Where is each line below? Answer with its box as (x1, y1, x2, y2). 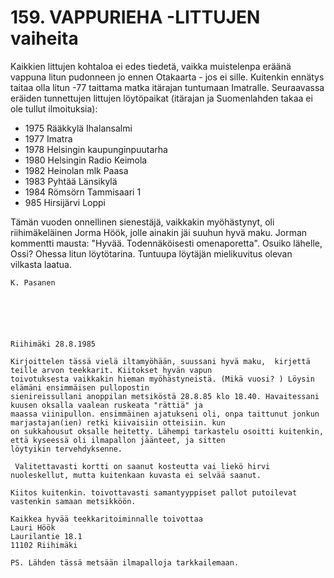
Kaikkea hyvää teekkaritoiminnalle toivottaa (10, 514, 203, 524)
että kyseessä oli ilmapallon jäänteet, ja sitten (10, 435, 226, 445)
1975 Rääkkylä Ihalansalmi (24, 122, 133, 134)
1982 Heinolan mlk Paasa (24, 164, 129, 176)
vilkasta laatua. (10, 258, 72, 270)
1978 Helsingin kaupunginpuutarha (24, 143, 168, 155)
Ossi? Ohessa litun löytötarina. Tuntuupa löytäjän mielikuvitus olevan (10, 247, 293, 260)
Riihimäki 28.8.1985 (10, 339, 97, 349)
